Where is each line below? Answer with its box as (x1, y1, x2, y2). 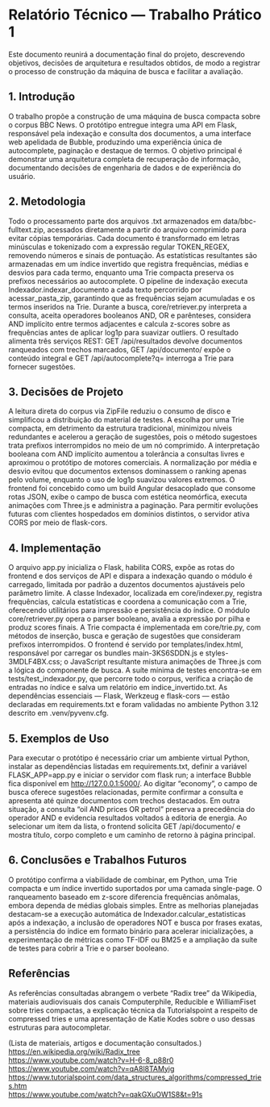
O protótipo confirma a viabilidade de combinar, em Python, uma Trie (8, 875, 238, 884)
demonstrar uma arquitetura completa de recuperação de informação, (8, 154, 242, 164)
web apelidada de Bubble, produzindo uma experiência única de (8, 137, 222, 147)
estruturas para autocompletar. (8, 1022, 111, 1032)
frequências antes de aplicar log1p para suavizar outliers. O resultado (8, 327, 239, 337)
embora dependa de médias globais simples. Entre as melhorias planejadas (8, 901, 260, 910)
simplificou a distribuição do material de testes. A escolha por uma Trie (8, 415, 244, 425)
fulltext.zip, (8, 224, 46, 235)
